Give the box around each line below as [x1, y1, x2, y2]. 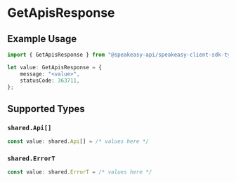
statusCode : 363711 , [20, 77, 80, 84]
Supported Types [7, 103, 86, 115]
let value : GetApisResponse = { [7, 64, 102, 71]
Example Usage [7, 33, 77, 45]
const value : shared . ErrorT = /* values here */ [7, 169, 152, 176]
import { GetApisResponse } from [7, 51, 105, 58]
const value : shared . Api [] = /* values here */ [7, 138, 150, 145]
